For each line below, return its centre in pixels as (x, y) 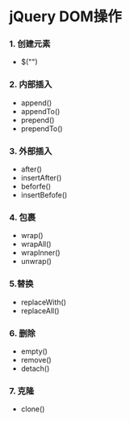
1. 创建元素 (30, 44)
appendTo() (40, 111)
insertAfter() (41, 178)
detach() (35, 368)
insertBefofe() (44, 195)
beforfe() (36, 186)
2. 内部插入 (31, 84)
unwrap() (36, 262)
